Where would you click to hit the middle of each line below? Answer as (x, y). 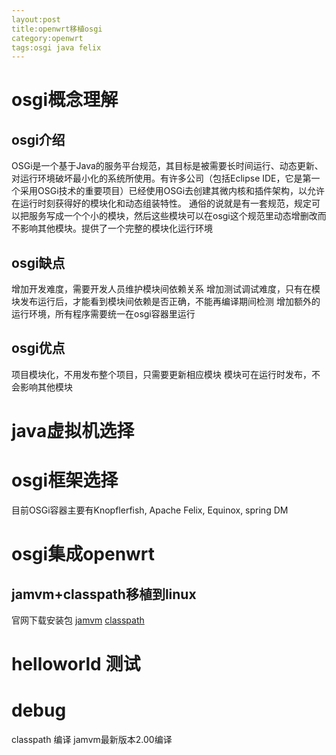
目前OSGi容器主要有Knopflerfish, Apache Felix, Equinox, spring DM (150, 510)
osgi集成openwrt (83, 554)
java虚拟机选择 (73, 431)
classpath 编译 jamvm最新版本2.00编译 (92, 740)
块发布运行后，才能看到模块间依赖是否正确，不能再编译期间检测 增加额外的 (166, 302)
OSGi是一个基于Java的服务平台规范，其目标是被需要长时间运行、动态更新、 (167, 166)
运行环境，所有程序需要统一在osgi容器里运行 (103, 314)
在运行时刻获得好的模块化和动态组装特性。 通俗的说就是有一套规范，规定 (161, 203)
